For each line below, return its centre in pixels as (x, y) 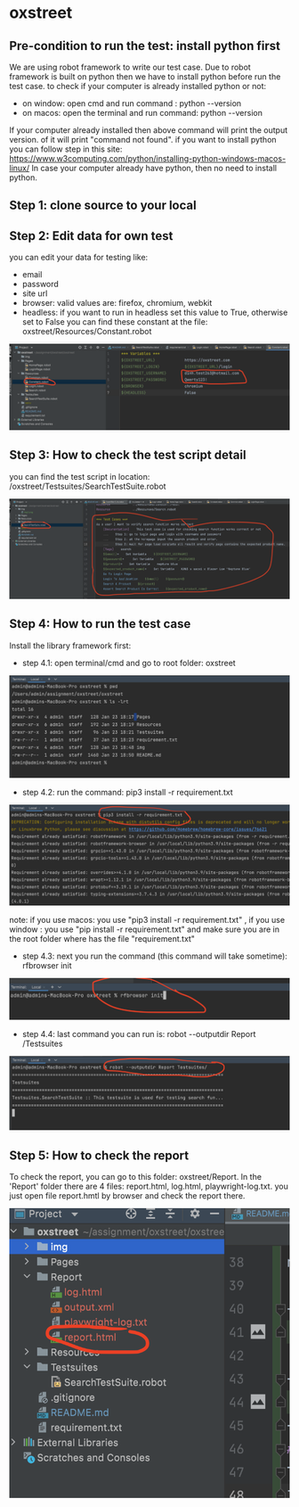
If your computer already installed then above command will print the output (148, 130)
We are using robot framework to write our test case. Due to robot (130, 67)
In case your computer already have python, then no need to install (154, 168)
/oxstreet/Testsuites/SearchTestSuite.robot (88, 486)
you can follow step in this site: (66, 149)
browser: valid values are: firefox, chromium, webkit (117, 303)
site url (35, 293)
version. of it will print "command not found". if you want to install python (143, 140)
